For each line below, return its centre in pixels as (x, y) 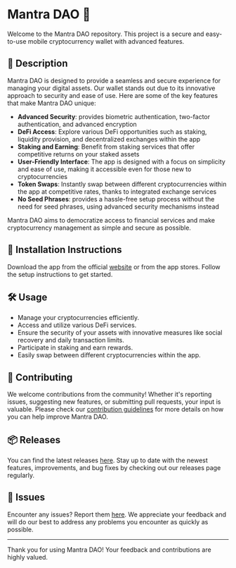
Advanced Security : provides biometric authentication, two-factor (114, 116)
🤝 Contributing (40, 377)
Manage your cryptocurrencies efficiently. (78, 318)
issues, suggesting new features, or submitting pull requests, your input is (114, 402)
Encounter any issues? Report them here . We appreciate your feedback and (117, 514)
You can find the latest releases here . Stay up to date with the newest (108, 460)
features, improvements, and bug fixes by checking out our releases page (114, 468)
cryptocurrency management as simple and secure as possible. (99, 228)
